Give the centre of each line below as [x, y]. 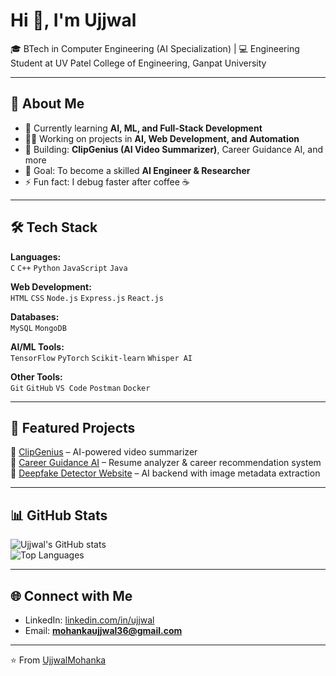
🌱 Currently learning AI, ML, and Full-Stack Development [143, 128]
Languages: [36, 256]
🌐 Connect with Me [71, 595]
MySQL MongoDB [38, 328]
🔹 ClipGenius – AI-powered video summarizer [104, 452]
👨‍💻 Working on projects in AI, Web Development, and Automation [162, 138]
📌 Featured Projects [73, 427]
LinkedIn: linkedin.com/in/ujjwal [89, 620]
